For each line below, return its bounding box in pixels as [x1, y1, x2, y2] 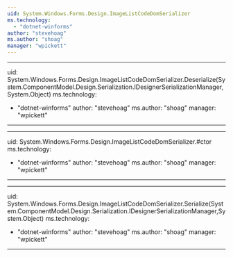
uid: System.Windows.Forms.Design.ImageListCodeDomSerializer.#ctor [7, 138, 212, 146]
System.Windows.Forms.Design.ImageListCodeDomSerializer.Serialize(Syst [7, 199, 224, 208]
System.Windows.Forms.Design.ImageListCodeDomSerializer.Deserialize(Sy [7, 76, 226, 83]
